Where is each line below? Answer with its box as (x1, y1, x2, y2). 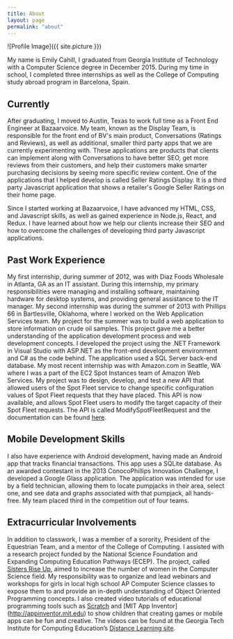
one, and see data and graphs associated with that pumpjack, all (7, 488, 193, 497)
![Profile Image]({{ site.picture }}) (7, 43, 102, 51)
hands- (193, 488, 214, 497)
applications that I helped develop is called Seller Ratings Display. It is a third (7, 176, 227, 185)
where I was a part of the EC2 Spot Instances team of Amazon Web (7, 369, 200, 377)
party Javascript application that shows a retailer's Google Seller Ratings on (7, 183, 225, 192)
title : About (7, 10, 45, 17)
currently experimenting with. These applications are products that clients (7, 146, 219, 155)
